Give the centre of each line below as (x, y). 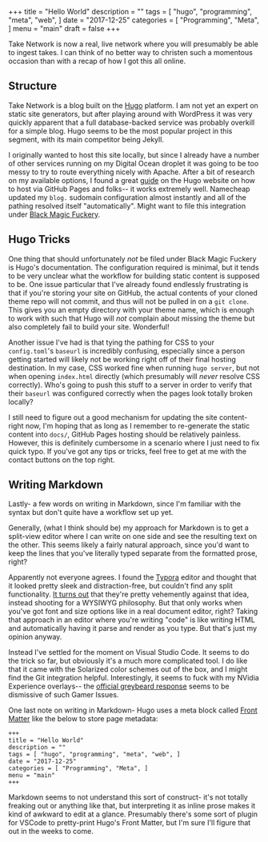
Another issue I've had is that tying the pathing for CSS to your (111, 342)
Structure (33, 86)
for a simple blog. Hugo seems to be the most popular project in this (120, 130)
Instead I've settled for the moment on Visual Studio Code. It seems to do (129, 652)
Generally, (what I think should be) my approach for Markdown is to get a (129, 528)
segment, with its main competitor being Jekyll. (86, 139)
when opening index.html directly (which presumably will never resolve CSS (134, 376)
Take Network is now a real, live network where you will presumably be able (133, 44)
